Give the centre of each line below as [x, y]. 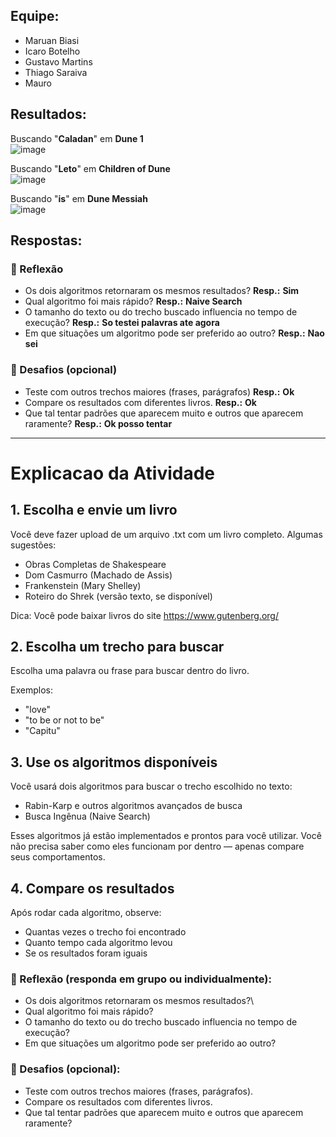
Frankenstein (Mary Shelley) [83, 585]
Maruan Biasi [52, 40]
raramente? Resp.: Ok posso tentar [98, 423]
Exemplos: [31, 690]
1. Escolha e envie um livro [94, 510]
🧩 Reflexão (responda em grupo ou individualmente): [141, 979]
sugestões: [33, 545]
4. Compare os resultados [92, 888]
